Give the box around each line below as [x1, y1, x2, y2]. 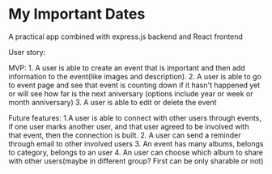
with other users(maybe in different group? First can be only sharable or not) [8, 155, 264, 166]
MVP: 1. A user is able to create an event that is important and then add [8, 62, 245, 73]
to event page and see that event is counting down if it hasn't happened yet [8, 80, 261, 90]
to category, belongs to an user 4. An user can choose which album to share [8, 147, 264, 157]
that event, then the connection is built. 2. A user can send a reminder [8, 130, 241, 140]
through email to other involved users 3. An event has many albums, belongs [8, 138, 264, 148]
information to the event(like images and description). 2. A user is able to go [8, 71, 261, 81]
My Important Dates [8, 5, 146, 23]
